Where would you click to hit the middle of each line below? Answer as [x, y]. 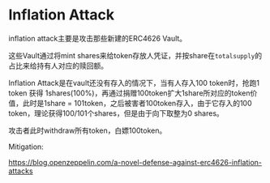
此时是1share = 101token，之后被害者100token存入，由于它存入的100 [137, 103]
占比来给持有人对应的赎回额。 [58, 66]
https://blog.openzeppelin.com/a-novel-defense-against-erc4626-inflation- [135, 162]
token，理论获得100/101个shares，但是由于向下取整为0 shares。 [116, 113]
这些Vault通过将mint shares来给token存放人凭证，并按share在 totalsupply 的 [135, 55]
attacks [21, 171]
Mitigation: [26, 147]
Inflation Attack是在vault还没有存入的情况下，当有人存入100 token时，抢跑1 [134, 83]
